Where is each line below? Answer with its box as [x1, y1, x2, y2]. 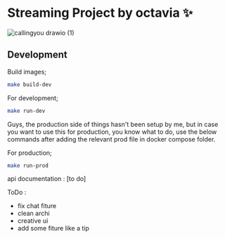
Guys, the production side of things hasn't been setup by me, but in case [7, 120, 219, 128]
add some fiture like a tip [17, 224, 90, 233]
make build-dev [7, 81, 52, 88]
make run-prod [7, 162, 49, 169]
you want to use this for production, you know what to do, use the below [7, 128, 217, 136]
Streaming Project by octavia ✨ [7, 5, 193, 21]
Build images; [7, 67, 47, 76]
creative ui [17, 217, 49, 225]
